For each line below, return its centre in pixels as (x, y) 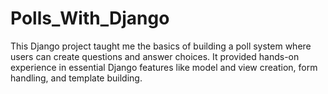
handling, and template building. (76, 78)
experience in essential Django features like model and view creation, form (164, 67)
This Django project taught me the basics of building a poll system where (161, 46)
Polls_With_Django (90, 18)
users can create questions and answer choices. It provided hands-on (155, 56)
